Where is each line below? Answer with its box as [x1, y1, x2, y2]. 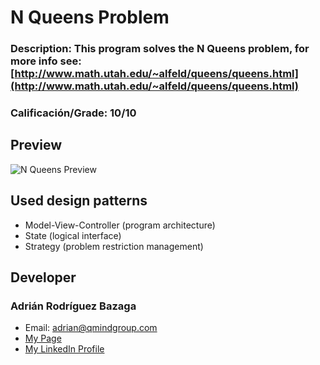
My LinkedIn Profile [24, 343, 105, 355]
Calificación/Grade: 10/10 [10, 106, 137, 120]
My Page [24, 332, 62, 345]
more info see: [10, 54, 82, 68]
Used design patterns [10, 192, 148, 210]
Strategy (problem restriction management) [24, 240, 204, 252]
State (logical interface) [24, 229, 122, 241]
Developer [10, 269, 77, 286]
